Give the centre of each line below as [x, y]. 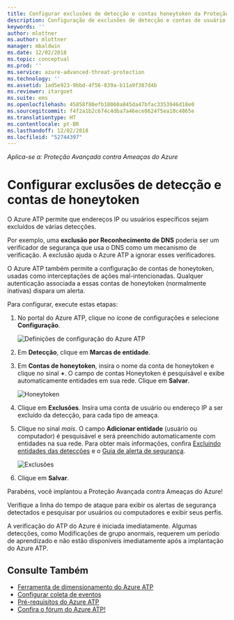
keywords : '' [26, 27]
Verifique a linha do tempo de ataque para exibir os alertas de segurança [112, 505]
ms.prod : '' [24, 66]
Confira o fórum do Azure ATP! [61, 609]
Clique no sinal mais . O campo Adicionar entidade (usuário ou [107, 429]
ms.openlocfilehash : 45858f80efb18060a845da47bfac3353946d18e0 [101, 105]
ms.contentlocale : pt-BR [43, 124]
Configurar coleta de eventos [59, 595]
